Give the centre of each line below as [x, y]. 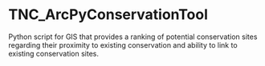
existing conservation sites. [53, 53]
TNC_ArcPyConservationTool [108, 15]
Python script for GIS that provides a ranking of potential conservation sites [133, 37]
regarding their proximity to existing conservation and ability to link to [123, 45]
